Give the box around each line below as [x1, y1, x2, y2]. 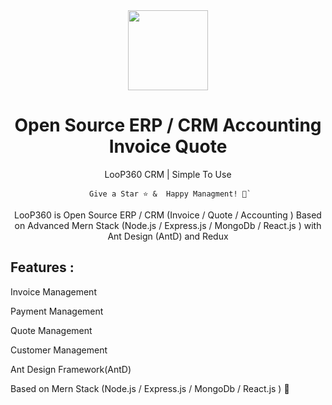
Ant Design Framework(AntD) [10, 363, 132, 375]
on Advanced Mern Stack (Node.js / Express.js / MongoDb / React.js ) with [14, 219, 322, 231]
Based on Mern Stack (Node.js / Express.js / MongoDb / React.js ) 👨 [10, 382, 290, 394]
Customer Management [10, 344, 108, 356]
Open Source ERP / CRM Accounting [14, 114, 322, 137]
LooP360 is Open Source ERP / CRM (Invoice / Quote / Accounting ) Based [14, 209, 322, 221]
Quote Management [10, 324, 93, 336]
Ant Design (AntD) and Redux [107, 230, 229, 242]
